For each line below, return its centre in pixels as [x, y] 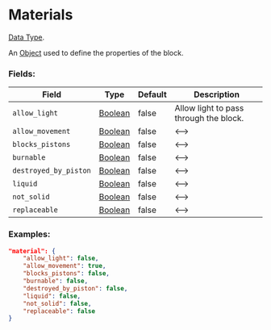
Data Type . [27, 37]
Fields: [22, 73]
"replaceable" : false [59, 311]
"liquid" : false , [52, 296]
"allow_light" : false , [61, 259]
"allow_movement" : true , [65, 266]
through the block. [209, 119]
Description [217, 94]
